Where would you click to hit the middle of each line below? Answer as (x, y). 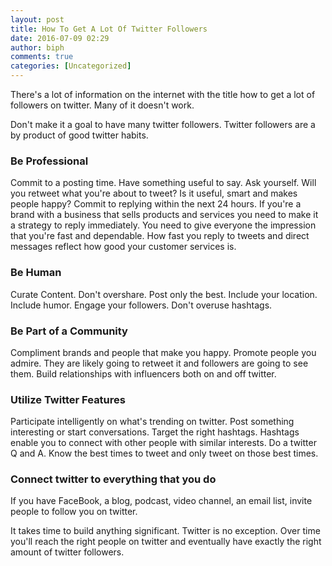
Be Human (36, 273)
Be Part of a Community (69, 331)
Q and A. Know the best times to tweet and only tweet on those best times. (164, 453)
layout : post (37, 19)
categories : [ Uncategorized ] (71, 66)
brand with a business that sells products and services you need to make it (164, 215)
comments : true (42, 57)
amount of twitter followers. (67, 552)
